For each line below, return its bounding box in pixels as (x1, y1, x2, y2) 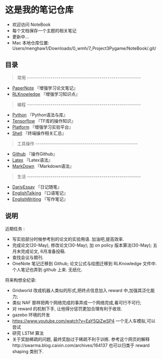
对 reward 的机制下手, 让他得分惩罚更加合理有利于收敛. (12, 306, 122, 312)
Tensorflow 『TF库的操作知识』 (12, 118, 76, 124)
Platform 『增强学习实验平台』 (12, 124, 74, 130)
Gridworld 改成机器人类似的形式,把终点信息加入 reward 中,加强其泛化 (12, 287, 151, 293)
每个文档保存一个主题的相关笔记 (12, 27, 77, 33)
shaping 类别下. (12, 348, 44, 354)
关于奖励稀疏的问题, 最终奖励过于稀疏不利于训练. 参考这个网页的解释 (12, 336, 150, 342)
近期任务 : (5, 226, 25, 232)
